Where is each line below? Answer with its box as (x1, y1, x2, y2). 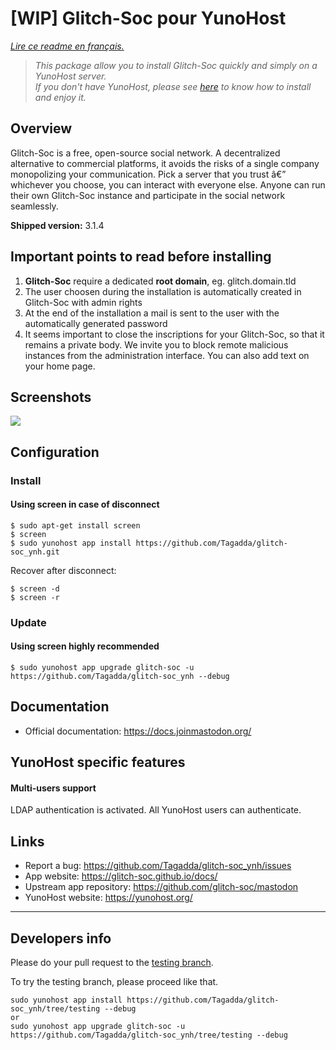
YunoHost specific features (10, 754, 186, 771)
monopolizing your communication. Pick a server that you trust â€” (10, 168, 287, 180)
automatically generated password (24, 317, 168, 329)
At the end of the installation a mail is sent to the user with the (24, 307, 280, 319)
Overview (10, 120, 73, 137)
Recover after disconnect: (10, 564, 117, 576)
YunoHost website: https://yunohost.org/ (24, 892, 193, 904)
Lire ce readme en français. (10, 40, 125, 52)
